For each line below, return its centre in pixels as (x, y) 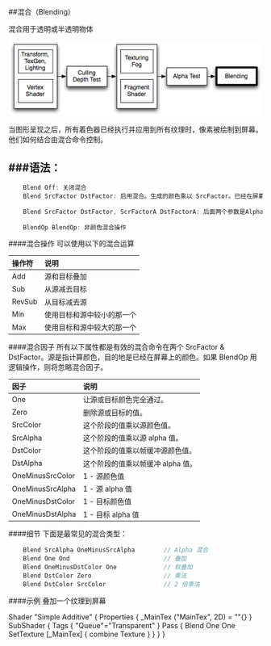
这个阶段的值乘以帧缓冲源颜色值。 (139, 451)
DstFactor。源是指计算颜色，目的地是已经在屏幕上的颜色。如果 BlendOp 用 (133, 357)
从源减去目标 (65, 289)
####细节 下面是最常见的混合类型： (68, 534)
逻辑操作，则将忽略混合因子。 (58, 367)
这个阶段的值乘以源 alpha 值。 (133, 438)
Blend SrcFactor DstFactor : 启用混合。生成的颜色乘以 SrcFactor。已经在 (138, 196)
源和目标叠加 (65, 276)
